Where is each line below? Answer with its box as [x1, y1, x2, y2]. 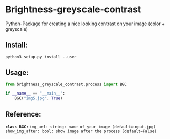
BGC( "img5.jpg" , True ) [14, 96, 63, 101]
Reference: [5, 110, 41, 119]
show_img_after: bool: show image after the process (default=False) [5, 129, 157, 134]
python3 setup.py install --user [5, 54, 77, 59]
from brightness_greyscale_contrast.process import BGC [5, 82, 127, 87]
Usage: [5, 68, 29, 77]
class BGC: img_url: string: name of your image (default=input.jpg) [5, 124, 156, 129]
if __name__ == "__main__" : [5, 91, 66, 96]
